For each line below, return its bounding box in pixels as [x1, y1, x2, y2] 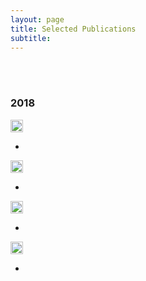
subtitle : [10, 33, 52, 43]
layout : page [10, 14, 65, 25]
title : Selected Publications [10, 24, 137, 34]
